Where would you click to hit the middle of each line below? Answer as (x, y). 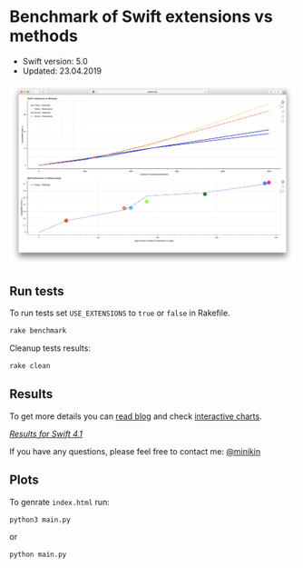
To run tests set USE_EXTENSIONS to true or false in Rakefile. (120, 313)
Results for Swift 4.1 (46, 433)
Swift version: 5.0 (55, 61)
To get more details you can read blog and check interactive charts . (136, 416)
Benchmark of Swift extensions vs (142, 17)
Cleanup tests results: (50, 348)
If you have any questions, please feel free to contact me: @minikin (135, 451)
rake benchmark (38, 331)
